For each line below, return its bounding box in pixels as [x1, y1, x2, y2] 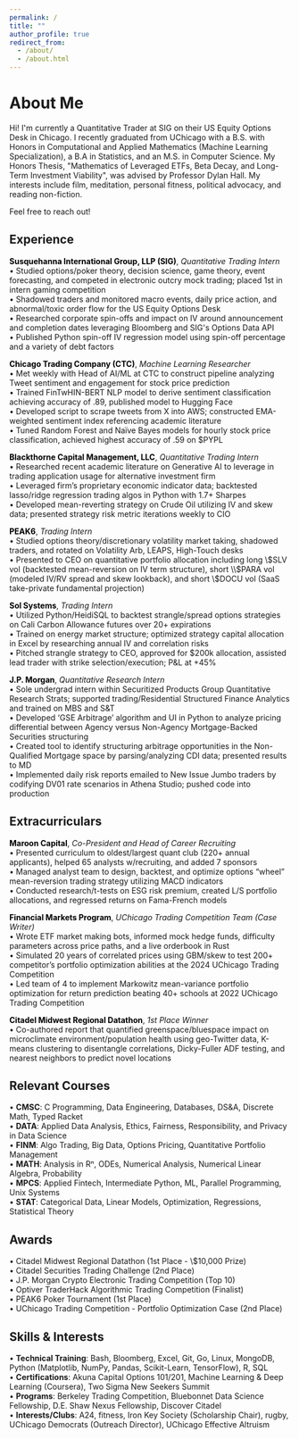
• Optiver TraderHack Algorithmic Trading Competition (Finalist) [9, 1285, 244, 1295]
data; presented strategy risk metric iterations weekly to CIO [9, 508, 231, 519]
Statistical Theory [9, 1206, 74, 1217]
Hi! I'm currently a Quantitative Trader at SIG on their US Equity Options [9, 122, 272, 133]
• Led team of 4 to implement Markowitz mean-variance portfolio [9, 978, 249, 989]
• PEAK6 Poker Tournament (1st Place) [9, 1293, 152, 1304]
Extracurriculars [9, 814, 103, 829]
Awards [9, 1232, 54, 1247]
